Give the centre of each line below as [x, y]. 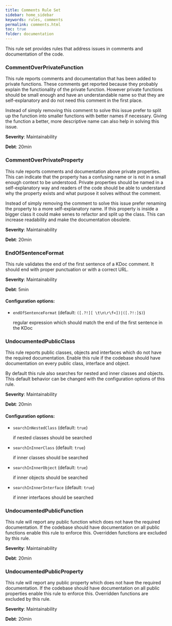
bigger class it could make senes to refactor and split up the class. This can [85, 214]
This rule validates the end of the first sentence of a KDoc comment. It [80, 264]
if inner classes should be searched [50, 457]
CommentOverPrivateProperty [44, 160]
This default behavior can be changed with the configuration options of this [85, 379]
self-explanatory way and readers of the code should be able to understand [85, 188]
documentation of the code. [35, 54]
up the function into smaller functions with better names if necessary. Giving [86, 116]
